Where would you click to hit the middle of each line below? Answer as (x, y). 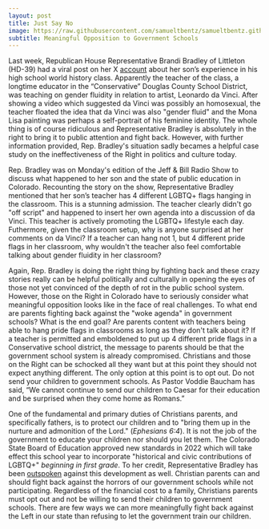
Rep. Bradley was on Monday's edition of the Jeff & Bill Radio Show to (123, 170)
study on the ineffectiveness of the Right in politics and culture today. (123, 155)
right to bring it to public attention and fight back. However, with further (126, 138)
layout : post (30, 16)
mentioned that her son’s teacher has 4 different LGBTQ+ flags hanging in (130, 196)
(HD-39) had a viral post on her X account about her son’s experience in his (133, 70)
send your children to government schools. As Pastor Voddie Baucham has (132, 382)
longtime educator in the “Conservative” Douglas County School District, (128, 87)
